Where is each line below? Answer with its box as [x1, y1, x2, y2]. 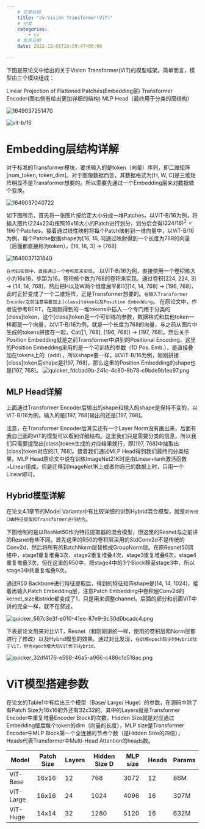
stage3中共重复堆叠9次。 [6, 566, 70, 573]
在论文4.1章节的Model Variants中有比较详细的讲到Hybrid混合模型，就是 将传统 [6, 507, 199, 515]
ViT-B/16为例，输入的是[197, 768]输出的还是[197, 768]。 [6, 412, 146, 419]
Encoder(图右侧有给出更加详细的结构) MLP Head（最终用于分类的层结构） [6, 94, 193, 102]
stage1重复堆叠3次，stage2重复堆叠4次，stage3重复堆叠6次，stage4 [22, 551, 197, 558]
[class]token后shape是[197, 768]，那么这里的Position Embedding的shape [6, 359, 191, 366]
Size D [94, 759, 114, 768]
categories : [17, 26, 48, 32]
